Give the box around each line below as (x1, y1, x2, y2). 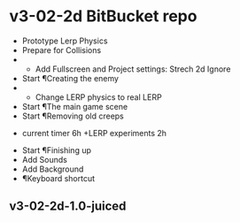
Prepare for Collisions (21, 44, 102, 55)
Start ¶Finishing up (21, 144, 91, 156)
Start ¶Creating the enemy (21, 73, 120, 83)
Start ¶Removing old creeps (21, 111, 124, 121)
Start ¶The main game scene (21, 101, 128, 111)
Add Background (21, 164, 84, 174)
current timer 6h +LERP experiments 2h (21, 127, 166, 138)
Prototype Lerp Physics (21, 35, 108, 46)
